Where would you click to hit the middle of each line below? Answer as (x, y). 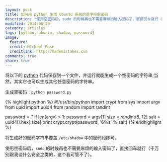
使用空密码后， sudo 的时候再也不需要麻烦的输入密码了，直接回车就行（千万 (82, 148)
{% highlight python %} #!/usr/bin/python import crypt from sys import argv (83, 102)
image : (12, 38)
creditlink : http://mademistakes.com (49, 51)
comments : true (21, 56)
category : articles (25, 28)
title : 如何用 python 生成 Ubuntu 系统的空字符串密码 (57, 14)
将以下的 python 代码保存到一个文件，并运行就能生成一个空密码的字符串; (80, 76)
